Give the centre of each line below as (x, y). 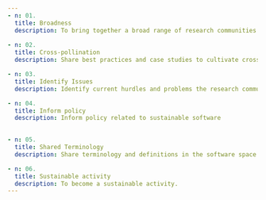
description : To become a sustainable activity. (96, 183)
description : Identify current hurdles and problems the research (127, 89)
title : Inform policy (50, 111)
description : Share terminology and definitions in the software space (136, 154)
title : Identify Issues (54, 81)
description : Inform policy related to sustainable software (118, 118)
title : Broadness (43, 23)
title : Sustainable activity (63, 176)
